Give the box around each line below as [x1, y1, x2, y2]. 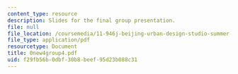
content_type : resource [7, 10, 78, 18]
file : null [7, 23, 40, 30]
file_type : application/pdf [7, 37, 91, 44]
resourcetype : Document [7, 43, 78, 50]
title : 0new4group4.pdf [7, 50, 78, 57]
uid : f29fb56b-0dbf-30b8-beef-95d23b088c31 [7, 56, 138, 63]
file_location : [7, 30, 52, 37]
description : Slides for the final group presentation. [7, 17, 176, 24]
